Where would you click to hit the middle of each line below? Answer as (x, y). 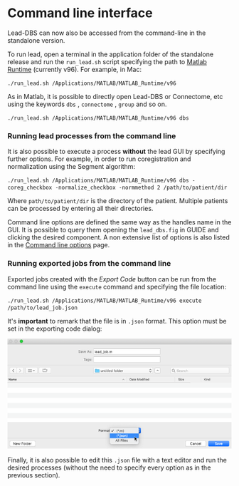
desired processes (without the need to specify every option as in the (109, 467)
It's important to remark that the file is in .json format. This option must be (117, 321)
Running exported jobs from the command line (89, 264)
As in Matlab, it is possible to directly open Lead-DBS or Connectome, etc (115, 96)
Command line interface (80, 13)
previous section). (34, 475)
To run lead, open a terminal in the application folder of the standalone (111, 54)
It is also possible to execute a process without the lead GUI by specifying (116, 152)
